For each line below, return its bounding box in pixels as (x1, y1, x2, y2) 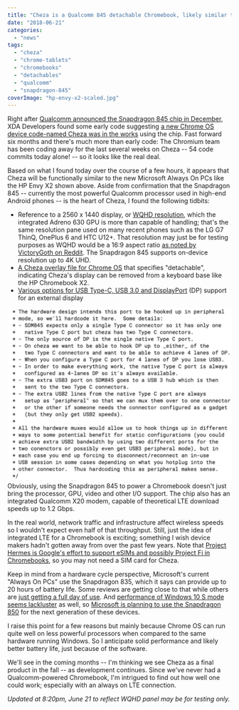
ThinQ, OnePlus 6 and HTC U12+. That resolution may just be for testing (17, 233, 229, 242)
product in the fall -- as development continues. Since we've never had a (7, 666, 221, 674)
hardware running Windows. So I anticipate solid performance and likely (7, 637, 218, 645)
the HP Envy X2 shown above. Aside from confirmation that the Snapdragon (7, 182, 230, 190)
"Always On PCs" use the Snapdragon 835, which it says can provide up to (7, 577, 227, 586)
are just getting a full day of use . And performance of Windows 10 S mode (7, 592, 225, 602)
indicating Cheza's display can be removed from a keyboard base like (17, 271, 222, 279)
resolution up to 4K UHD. (17, 256, 91, 264)
